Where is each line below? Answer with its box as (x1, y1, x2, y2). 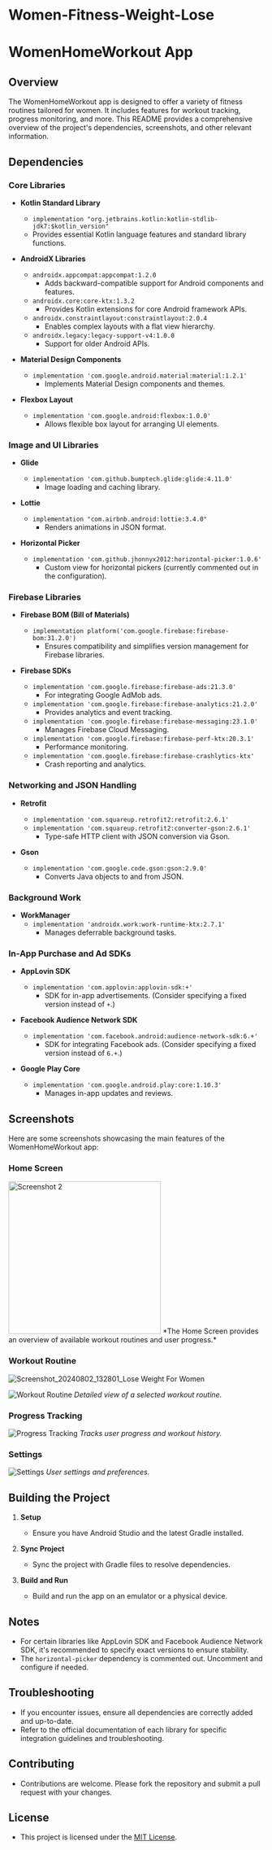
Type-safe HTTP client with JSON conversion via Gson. (44, 831, 231, 841)
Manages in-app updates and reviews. (44, 1089, 173, 1098)
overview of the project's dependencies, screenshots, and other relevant (8, 123, 252, 133)
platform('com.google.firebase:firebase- (86, 627, 230, 635)
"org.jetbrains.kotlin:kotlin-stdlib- (86, 215, 218, 223)
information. (8, 132, 50, 142)
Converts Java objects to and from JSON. (44, 871, 184, 881)
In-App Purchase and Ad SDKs (8, 948, 132, 959)
